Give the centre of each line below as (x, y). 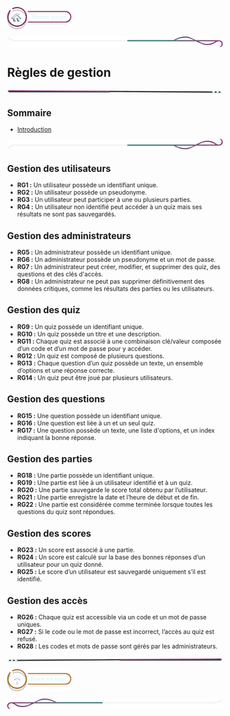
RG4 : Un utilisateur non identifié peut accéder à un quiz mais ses (110, 207)
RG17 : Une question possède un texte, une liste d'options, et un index (116, 430)
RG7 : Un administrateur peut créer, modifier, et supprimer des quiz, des (119, 267)
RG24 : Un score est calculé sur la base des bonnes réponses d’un (111, 557)
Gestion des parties (50, 459)
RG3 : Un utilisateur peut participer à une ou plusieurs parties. (104, 200)
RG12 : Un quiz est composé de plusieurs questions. (91, 356)
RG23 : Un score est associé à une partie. (76, 550)
